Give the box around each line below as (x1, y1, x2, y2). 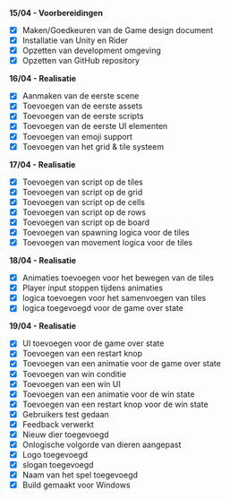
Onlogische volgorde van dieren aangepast (21, 439, 182, 450)
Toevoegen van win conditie (21, 368, 127, 379)
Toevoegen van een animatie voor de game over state (21, 358, 221, 369)
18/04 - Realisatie (9, 255, 77, 266)
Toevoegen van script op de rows (21, 206, 146, 218)
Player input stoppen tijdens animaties (21, 282, 164, 294)
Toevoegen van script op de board (21, 217, 150, 228)
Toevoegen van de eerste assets (21, 100, 143, 111)
